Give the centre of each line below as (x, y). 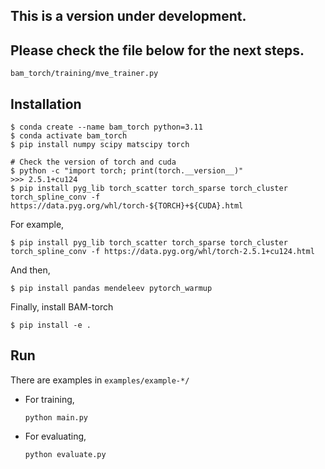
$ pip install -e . (51, 325)
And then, (30, 270)
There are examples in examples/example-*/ (100, 380)
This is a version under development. (128, 16)
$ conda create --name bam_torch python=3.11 (106, 127)
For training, (49, 399)
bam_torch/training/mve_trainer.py (84, 74)
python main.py (56, 417)
